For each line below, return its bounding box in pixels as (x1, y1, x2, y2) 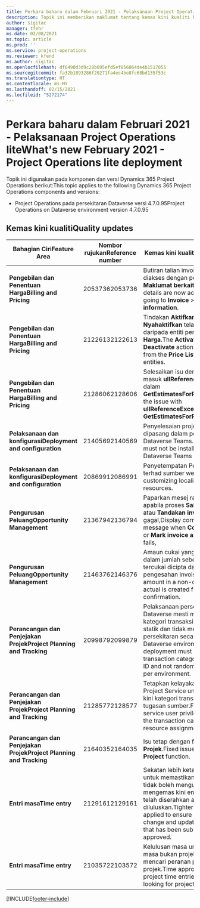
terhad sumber (143, 469, 185, 477)
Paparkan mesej (143, 493, 189, 502)
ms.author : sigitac (6, 58, 55, 64)
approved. (143, 833, 172, 841)
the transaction (143, 716, 186, 725)
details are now (143, 288, 186, 297)
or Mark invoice (143, 530, 189, 539)
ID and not (143, 662, 173, 670)
